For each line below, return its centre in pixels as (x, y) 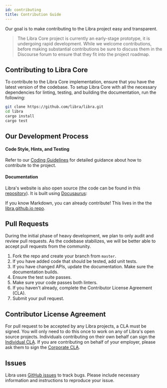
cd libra (14, 112)
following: (15, 98)
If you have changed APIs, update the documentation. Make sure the (83, 267)
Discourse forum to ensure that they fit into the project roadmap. (84, 54)
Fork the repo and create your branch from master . (64, 256)
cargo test (16, 121)
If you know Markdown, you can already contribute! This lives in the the (79, 203)
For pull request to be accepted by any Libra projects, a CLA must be (76, 326)
